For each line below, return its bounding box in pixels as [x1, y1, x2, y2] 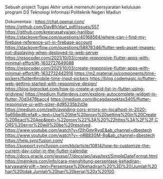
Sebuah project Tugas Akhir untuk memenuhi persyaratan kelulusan [5, 4, 141, 10]
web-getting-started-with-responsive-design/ [5, 81, 97, 87]
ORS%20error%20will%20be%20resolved [5, 122, 91, 128]
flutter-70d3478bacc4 [5, 96, 50, 102]
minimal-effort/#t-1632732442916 [5, 71, 73, 76]
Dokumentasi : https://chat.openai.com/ [5, 19, 85, 24]
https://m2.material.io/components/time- [74, 71, 156, 76]
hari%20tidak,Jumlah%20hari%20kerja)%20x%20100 [5, 169, 114, 174]
